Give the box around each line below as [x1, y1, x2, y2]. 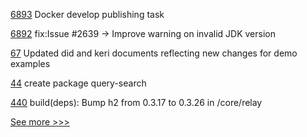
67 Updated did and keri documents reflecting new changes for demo [10, 47, 298, 59]
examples [10, 58, 51, 69]
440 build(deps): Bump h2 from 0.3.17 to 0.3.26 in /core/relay [10, 97, 263, 108]
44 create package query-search [10, 77, 147, 89]
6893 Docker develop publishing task [10, 9, 165, 20]
